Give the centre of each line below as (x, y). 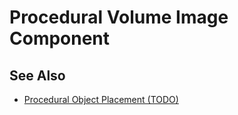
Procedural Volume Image (119, 17)
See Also (37, 75)
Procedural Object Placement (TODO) (101, 99)
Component (60, 38)
